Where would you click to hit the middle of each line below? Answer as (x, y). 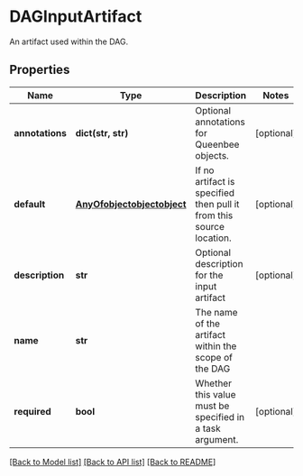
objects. (212, 155)
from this (214, 215)
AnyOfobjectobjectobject (131, 204)
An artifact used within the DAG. (69, 41)
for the (209, 275)
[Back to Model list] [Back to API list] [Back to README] (113, 462)
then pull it (217, 204)
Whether (214, 383)
